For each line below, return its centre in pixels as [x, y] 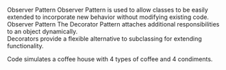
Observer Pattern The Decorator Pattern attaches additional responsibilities [113, 24]
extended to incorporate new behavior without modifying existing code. [108, 17]
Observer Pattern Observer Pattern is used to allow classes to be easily [108, 10]
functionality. [26, 46]
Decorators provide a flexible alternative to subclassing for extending [104, 39]
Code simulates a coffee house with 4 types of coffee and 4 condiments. [110, 59]
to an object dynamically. [42, 31]
